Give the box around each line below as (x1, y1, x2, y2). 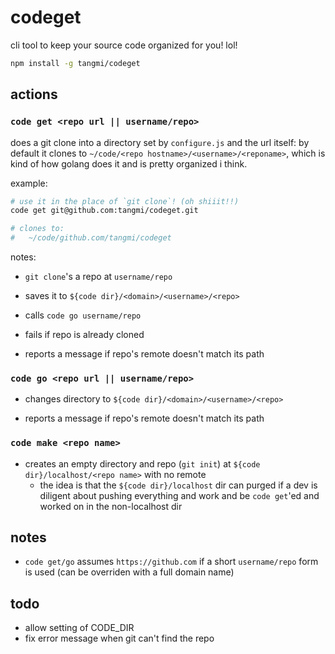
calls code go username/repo (24, 309, 142, 321)
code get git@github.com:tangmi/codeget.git (10, 206, 199, 216)
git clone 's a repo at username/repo (24, 271, 173, 282)
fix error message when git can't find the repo (24, 632, 215, 645)
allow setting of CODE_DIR (24, 622, 135, 634)
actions (10, 86, 58, 103)
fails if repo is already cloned (24, 329, 145, 340)
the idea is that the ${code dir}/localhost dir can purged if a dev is (39, 479, 318, 491)
